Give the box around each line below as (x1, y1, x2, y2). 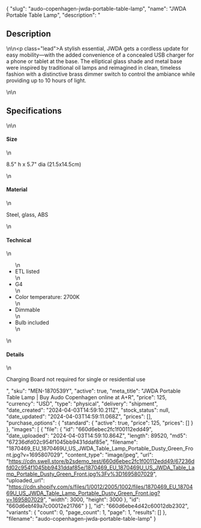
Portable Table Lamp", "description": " (6, 11, 101, 19)
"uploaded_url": (6, 477, 45, 484)
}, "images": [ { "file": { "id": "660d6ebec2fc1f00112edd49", (6, 426, 153, 433)
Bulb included (14, 319, 49, 327)
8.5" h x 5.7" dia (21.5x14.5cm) (6, 161, 82, 168)
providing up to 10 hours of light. (6, 76, 87, 84)
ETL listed (14, 268, 40, 275)
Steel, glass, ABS (6, 211, 49, 218)
